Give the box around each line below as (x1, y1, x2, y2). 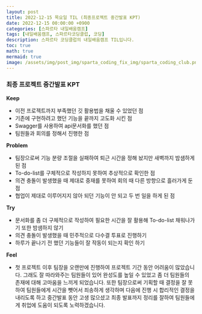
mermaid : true (6, 54, 42, 60)
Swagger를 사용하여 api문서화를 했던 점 (14, 122, 109, 129)
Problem (6, 141, 28, 149)
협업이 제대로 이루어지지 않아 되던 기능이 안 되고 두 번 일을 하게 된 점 (14, 191, 176, 199)
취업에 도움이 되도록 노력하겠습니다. (21, 301, 105, 309)
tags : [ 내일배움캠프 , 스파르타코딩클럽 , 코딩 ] (6, 31, 105, 37)
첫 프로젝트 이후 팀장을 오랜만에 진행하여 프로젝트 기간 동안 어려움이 (14, 263, 174, 271)
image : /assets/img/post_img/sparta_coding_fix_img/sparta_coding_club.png (6, 59, 200, 65)
